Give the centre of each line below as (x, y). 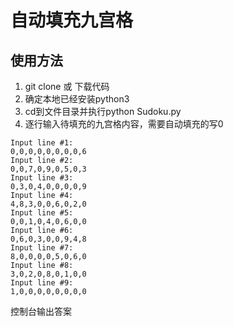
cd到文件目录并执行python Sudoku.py (103, 111)
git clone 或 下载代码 (67, 86)
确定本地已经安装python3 (77, 99)
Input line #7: (42, 248)
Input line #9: (42, 283)
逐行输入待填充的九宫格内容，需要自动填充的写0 (124, 124)
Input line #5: (42, 213)
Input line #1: (42, 143)
